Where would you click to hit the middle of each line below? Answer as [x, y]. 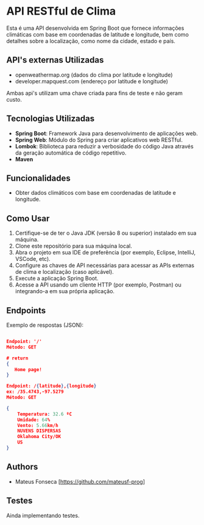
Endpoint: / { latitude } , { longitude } [51, 386]
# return [17, 358]
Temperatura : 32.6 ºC [44, 414]
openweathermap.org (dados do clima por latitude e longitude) [94, 75]
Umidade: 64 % [34, 420]
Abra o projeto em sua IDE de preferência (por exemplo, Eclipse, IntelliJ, [105, 252]
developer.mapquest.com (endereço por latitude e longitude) [92, 81]
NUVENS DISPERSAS [39, 431]
